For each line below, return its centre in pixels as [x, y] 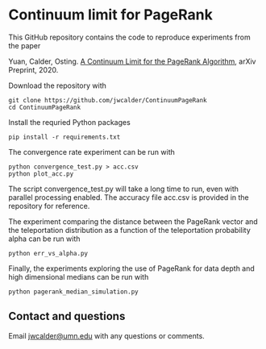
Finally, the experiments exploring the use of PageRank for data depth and [132, 268]
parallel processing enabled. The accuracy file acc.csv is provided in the [129, 197]
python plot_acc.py [41, 174]
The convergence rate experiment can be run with [92, 152]
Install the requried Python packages [69, 122]
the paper [25, 45]
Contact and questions [67, 316]
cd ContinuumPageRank [45, 107]
